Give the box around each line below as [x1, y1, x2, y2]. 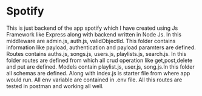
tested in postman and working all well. [6, 82, 104, 89]
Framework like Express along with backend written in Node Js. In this [6, 30, 182, 38]
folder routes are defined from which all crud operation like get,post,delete [6, 57, 193, 64]
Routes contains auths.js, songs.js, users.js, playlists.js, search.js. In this [6, 50, 187, 57]
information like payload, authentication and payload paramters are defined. [6, 44, 196, 51]
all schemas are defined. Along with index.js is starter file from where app [6, 69, 190, 77]
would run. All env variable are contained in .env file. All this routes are [6, 76, 183, 83]
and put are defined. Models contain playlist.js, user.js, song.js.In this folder [6, 63, 195, 70]
